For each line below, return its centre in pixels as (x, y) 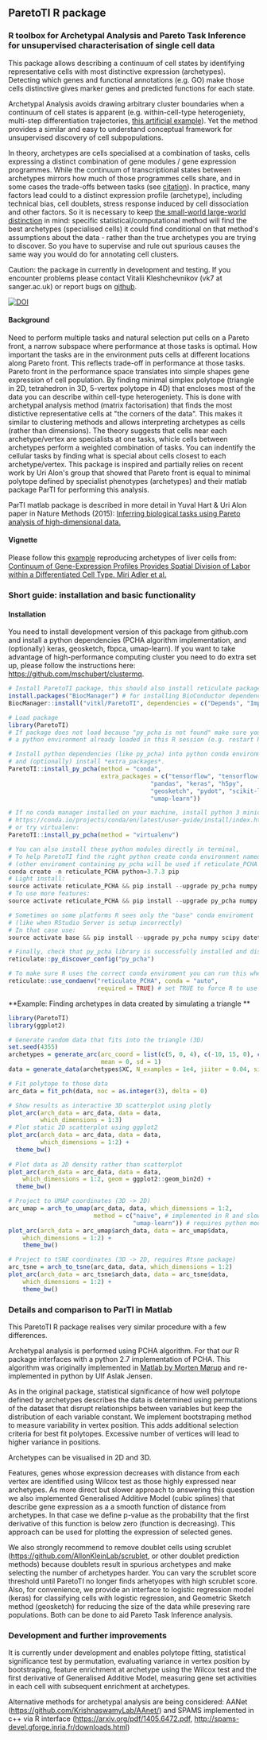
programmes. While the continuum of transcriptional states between (120, 169)
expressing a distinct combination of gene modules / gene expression (122, 161)
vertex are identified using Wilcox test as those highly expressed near (122, 1482)
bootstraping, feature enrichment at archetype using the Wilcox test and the (132, 1670)
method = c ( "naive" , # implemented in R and (168, 1216)
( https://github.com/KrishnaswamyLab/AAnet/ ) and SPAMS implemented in (131, 1711)
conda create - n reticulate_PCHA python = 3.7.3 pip (94, 872)
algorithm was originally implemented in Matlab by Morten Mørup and (122, 1368)
